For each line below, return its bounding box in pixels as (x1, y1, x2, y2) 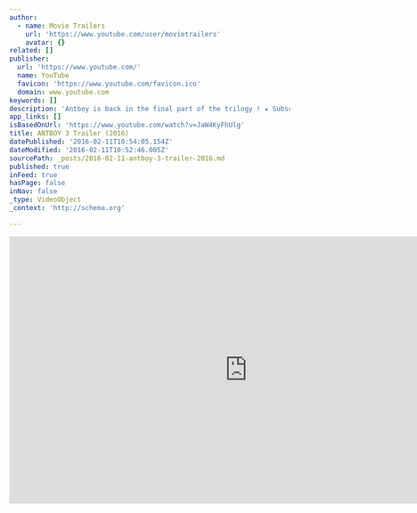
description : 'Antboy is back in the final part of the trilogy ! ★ (9, 104, 269, 113)
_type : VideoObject (9, 195, 82, 205)
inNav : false (9, 187, 58, 196)
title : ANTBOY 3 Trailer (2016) (9, 129, 129, 138)
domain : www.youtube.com (17, 87, 110, 96)
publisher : (9, 54, 50, 63)
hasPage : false (9, 179, 66, 188)
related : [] (9, 46, 53, 55)
